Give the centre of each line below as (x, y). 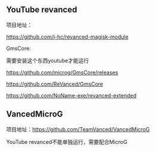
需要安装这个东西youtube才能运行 (48, 60)
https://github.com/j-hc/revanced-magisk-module (68, 37)
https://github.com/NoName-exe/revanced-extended (71, 95)
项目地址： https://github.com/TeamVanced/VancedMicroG (78, 129)
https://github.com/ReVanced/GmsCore (54, 84)
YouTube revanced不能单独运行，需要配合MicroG (67, 141)
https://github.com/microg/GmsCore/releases (62, 72)
